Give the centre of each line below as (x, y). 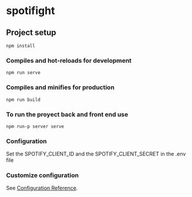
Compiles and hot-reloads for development (69, 60)
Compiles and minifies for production (60, 87)
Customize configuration (43, 175)
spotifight (31, 11)
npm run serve (23, 73)
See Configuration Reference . (42, 188)
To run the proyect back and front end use (67, 114)
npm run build (23, 100)
